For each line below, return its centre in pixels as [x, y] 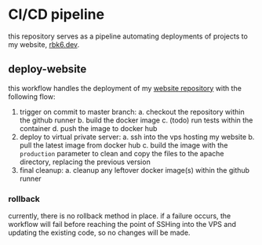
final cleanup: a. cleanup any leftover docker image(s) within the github [134, 170]
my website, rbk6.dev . [44, 44]
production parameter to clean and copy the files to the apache [122, 153]
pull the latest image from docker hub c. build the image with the [124, 145]
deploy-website [47, 69]
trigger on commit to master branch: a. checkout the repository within [132, 112]
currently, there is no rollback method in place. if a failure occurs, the [120, 216]
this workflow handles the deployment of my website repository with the [125, 88]
